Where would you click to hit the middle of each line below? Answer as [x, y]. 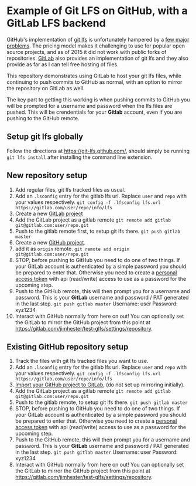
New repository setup [47, 176]
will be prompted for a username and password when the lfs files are [90, 106]
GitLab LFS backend [56, 23]
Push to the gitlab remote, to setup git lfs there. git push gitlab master [101, 402]
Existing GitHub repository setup [68, 347]
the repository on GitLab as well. [46, 88]
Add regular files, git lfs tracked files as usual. [70, 189]
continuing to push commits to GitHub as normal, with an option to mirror [94, 82]
